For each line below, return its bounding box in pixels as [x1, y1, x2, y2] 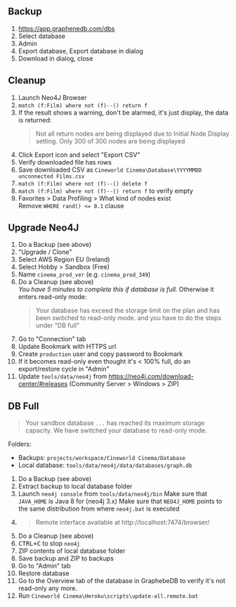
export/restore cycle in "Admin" [18, 365, 110, 373]
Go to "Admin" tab [18, 562, 71, 570]
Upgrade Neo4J [8, 222, 79, 234]
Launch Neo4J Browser [18, 93, 87, 101]
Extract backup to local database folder [18, 482, 133, 491]
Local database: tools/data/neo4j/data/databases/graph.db [18, 461, 192, 470]
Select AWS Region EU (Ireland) [18, 255, 111, 264]
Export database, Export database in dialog [18, 46, 143, 55]
